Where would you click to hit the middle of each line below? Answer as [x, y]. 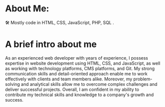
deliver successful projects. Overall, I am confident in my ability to [72, 89]
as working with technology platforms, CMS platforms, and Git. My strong [80, 68]
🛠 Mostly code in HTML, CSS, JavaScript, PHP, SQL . [60, 22]
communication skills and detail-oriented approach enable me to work [76, 73]
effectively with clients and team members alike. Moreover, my [69, 79]
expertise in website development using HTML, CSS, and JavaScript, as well [83, 63]
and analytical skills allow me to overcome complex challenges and [89, 84]
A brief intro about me [51, 44]
